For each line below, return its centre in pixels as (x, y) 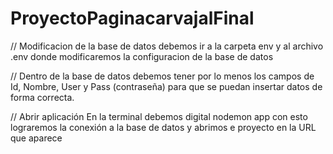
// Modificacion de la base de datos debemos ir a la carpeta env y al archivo (167, 46)
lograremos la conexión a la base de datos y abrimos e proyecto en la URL (163, 127)
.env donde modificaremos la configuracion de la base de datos (142, 56)
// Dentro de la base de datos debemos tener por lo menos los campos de (162, 76)
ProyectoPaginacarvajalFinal (132, 18)
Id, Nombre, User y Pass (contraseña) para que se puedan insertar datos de (166, 86)
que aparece (36, 138)
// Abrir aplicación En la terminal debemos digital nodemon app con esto (159, 116)
